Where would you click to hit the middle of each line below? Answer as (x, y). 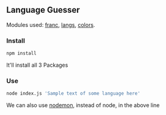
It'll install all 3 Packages (37, 65)
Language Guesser (43, 10)
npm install (21, 54)
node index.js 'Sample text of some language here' (73, 94)
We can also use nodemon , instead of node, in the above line (83, 105)
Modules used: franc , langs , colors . (51, 24)
